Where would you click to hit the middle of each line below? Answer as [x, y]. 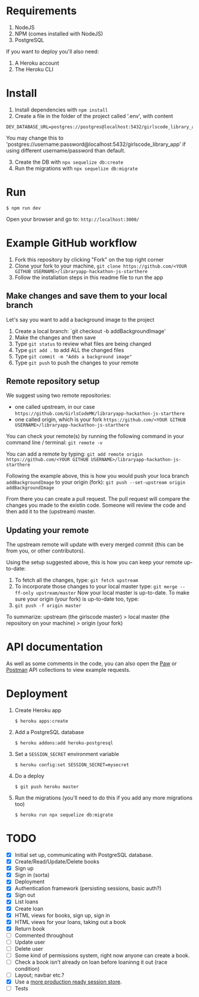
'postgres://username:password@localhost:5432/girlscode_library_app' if [96, 144]
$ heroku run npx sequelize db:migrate [64, 815]
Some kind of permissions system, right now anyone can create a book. [102, 955]
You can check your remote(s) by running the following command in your [95, 436]
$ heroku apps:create [41, 721]
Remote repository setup [53, 381]
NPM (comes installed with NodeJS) [59, 33]
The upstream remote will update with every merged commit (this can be [95, 545]
